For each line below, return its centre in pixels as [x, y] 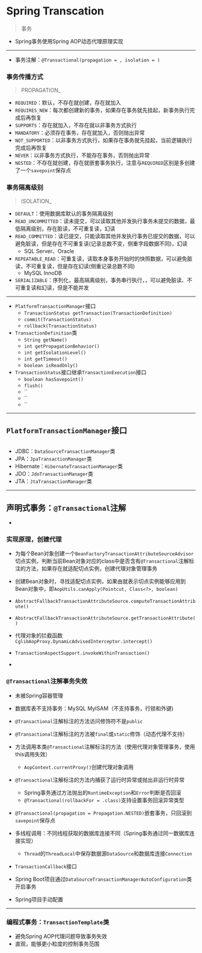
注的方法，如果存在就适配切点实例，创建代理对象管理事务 [86, 569]
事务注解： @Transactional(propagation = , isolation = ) [87, 60]
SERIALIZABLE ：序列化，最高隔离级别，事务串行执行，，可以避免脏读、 [101, 280]
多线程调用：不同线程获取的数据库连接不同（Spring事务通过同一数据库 [102, 833]
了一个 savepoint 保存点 [43, 170]
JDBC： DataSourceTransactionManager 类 [65, 451]
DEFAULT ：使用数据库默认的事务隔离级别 [64, 213]
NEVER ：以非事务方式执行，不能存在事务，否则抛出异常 [82, 155]
